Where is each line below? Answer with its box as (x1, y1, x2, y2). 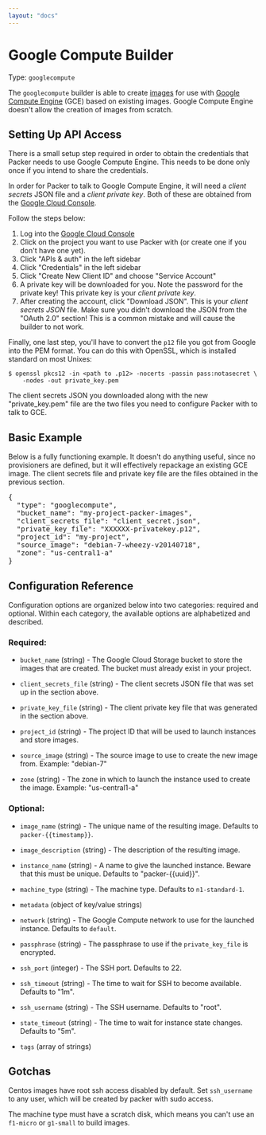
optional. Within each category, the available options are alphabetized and (8, 609, 251, 618)
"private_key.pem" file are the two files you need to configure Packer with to (8, 399, 258, 409)
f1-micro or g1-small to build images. (8, 1118, 130, 1128)
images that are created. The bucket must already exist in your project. (19, 663, 252, 673)
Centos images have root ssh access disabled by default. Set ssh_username (8, 1086, 253, 1095)
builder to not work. (19, 322, 85, 331)
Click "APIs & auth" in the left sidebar (19, 254, 141, 264)
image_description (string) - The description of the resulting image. (19, 845, 241, 855)
